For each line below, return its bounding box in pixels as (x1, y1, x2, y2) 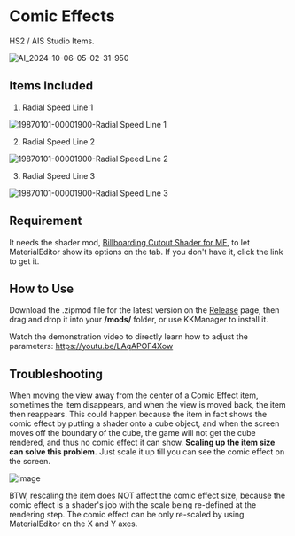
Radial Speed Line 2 (21, 136, 96, 147)
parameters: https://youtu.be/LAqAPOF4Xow (9, 341, 174, 352)
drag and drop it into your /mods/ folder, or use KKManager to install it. (9, 315, 268, 325)
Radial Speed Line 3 (21, 170, 96, 181)
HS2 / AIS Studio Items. (9, 35, 95, 46)
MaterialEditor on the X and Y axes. (9, 518, 138, 529)
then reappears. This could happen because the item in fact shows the (9, 409, 268, 420)
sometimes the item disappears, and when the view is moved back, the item (9, 400, 286, 410)
